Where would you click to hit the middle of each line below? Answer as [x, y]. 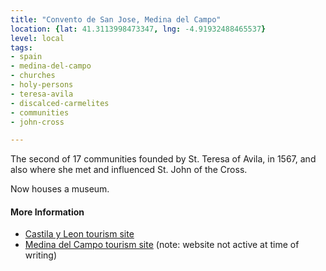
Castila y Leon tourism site [79, 234]
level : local [37, 38]
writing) [40, 255]
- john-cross [37, 122]
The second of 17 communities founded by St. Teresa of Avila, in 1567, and [163, 159]
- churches [33, 76]
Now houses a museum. [60, 189]
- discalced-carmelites [60, 103]
